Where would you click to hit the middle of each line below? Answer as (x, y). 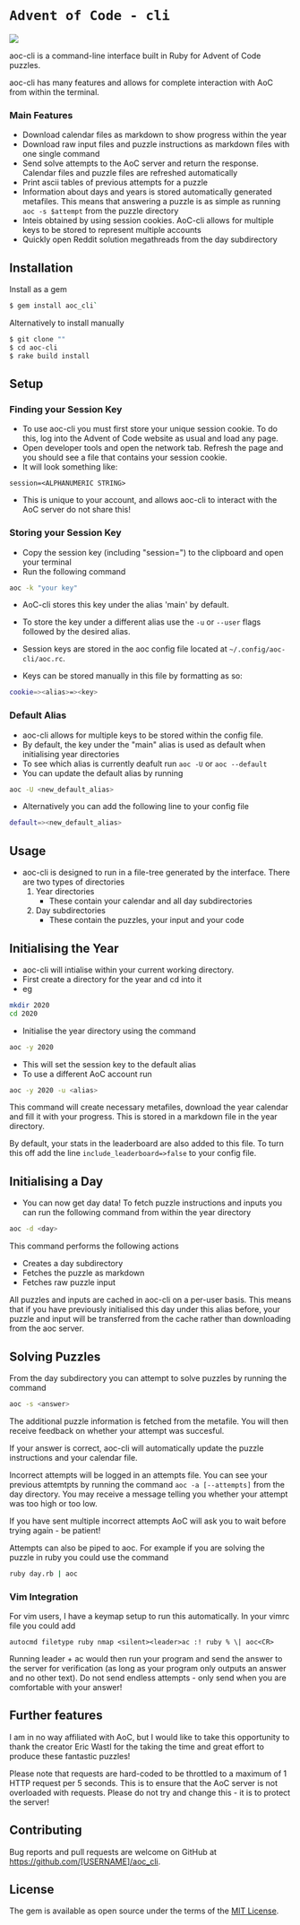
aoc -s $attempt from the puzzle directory (100, 211)
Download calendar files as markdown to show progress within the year (154, 135)
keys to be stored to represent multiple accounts (111, 230)
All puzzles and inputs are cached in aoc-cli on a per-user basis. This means (150, 1300)
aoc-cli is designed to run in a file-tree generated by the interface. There (156, 873)
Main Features (41, 115)
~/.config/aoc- (257, 650)
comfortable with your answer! (66, 1687)
